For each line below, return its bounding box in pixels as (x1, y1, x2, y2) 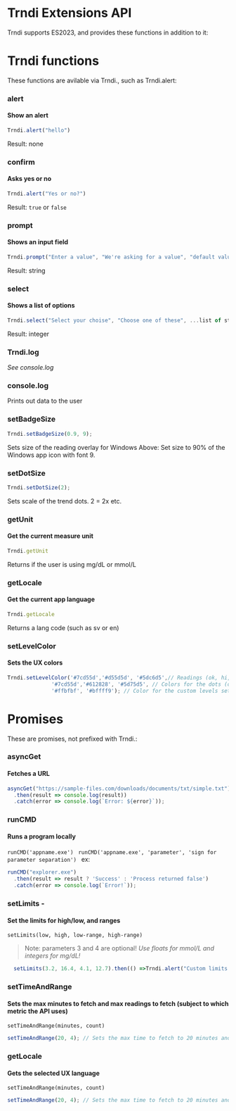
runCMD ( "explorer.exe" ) (7, 869, 77, 876)
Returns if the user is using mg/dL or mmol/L (7, 560, 137, 568)
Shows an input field (7, 238, 69, 246)
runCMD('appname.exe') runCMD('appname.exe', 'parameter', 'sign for (7, 849, 217, 856)
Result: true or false (7, 203, 67, 211)
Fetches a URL (7, 770, 51, 778)
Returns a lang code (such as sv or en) (7, 623, 119, 632)
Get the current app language (7, 595, 96, 603)
